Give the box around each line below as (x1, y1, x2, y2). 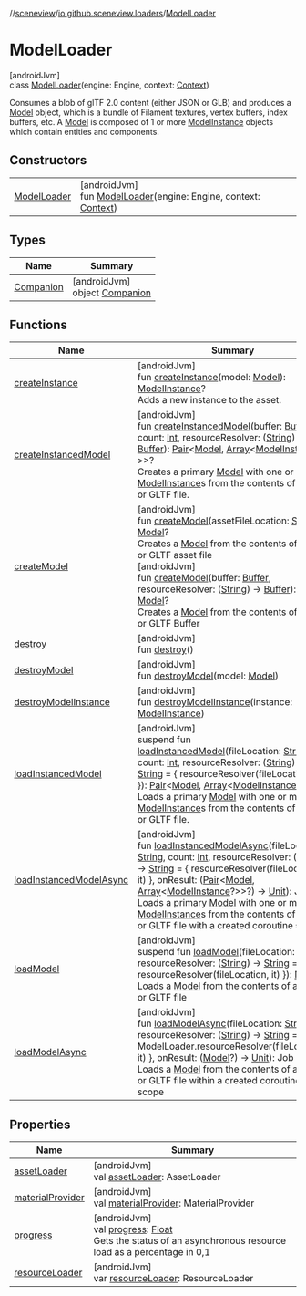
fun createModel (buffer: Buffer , (137, 572, 271, 585)
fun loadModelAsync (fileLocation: (137, 1017, 283, 1030)
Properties (9, 1116, 71, 1132)
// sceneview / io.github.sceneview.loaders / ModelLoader (9, 8, 217, 18)
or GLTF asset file (137, 549, 212, 562)
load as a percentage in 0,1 (93, 1246, 211, 1259)
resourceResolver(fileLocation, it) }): (137, 969, 293, 981)
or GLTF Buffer (137, 617, 200, 630)
